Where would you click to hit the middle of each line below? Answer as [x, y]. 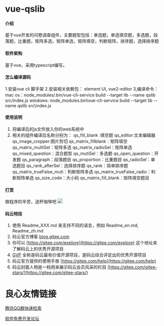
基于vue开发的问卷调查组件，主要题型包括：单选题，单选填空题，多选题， [79, 35]
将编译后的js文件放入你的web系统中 [48, 129]
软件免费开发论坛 [22, 319]
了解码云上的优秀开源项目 [38, 249]
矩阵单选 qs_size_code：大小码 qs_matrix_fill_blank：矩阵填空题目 [83, 178]
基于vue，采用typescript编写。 [36, 65]
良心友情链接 [31, 294]
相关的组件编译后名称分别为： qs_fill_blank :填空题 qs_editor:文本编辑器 [84, 135]
